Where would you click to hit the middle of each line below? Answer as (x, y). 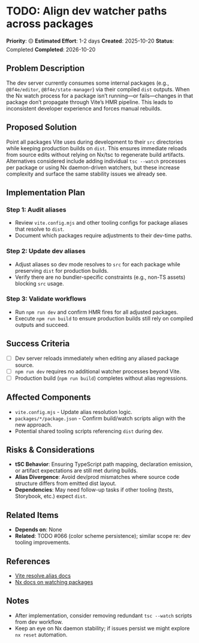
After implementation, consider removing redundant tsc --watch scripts (103, 615)
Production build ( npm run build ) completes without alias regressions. (101, 378)
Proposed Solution (41, 127)
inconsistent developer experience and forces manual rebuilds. (84, 108)
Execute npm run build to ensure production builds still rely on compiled (104, 318)
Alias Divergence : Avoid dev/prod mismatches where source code (97, 477)
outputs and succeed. (42, 325)
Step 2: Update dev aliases (46, 251)
